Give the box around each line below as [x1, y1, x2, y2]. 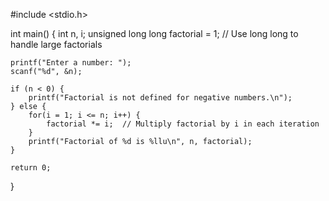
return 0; [10, 163, 52, 173]
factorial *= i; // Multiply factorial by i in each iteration [46, 119, 320, 129]
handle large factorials [10, 39, 103, 50]
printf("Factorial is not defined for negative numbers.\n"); [28, 93, 293, 103]
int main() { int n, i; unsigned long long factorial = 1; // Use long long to [10, 28, 299, 39]
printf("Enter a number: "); [10, 58, 132, 68]
